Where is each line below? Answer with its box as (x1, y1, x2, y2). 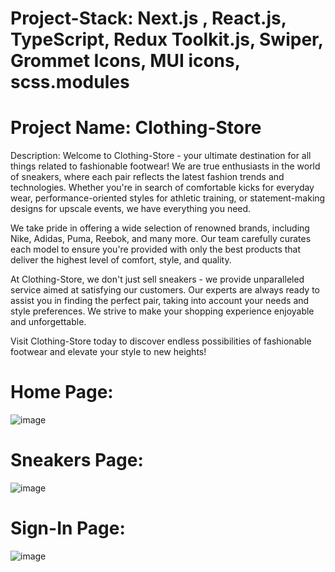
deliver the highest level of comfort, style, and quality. (10, 254, 232, 266)
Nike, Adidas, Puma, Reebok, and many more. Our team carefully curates (10, 233, 312, 245)
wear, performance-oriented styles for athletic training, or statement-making (10, 192, 326, 204)
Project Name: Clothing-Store (10, 117, 262, 139)
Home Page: (10, 381, 114, 404)
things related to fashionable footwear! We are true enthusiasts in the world (10, 160, 321, 172)
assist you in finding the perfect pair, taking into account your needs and (10, 295, 310, 307)
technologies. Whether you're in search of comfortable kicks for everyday (10, 182, 315, 194)
